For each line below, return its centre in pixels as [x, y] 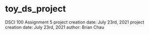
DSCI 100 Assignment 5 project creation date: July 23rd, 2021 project [75, 22]
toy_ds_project [35, 9]
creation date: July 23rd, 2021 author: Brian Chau [54, 27]
